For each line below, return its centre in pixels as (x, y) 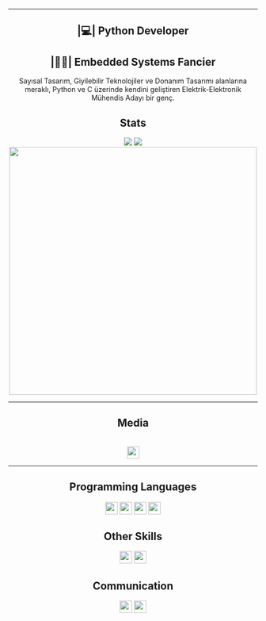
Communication (133, 586)
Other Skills (133, 537)
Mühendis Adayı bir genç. (133, 98)
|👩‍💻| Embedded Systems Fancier (133, 61)
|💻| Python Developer (133, 31)
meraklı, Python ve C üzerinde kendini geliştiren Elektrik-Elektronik (133, 90)
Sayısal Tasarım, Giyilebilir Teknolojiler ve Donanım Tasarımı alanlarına (133, 81)
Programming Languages (133, 487)
